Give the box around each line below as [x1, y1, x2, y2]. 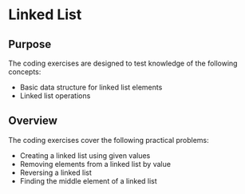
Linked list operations [19, 91, 91, 101]
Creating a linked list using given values [19, 150, 151, 160]
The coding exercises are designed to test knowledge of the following [8, 58, 238, 68]
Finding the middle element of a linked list [19, 176, 157, 185]
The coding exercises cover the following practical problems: [8, 135, 209, 145]
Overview [8, 114, 58, 128]
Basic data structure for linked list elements [19, 82, 163, 92]
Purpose [8, 38, 52, 51]
